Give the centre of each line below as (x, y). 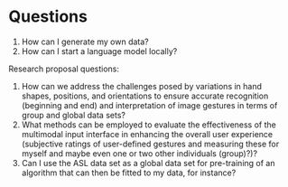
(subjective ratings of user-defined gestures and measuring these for (150, 144)
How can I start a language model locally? (99, 51)
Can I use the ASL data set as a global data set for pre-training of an (148, 163)
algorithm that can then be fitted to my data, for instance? (129, 173)
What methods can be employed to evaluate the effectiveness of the (149, 125)
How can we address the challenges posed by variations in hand (142, 86)
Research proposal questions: (64, 69)
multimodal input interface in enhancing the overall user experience (147, 134)
